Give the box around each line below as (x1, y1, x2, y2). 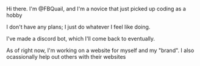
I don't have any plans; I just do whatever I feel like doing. (6, 24, 151, 30)
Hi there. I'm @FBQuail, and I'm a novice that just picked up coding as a (6, 5, 186, 12)
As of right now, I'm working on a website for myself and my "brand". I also (6, 47, 195, 54)
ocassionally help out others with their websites (6, 53, 126, 60)
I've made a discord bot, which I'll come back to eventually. (6, 35, 155, 42)
